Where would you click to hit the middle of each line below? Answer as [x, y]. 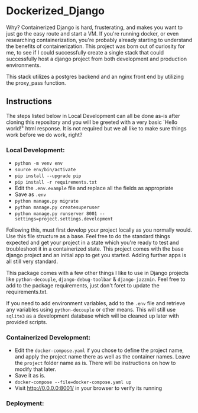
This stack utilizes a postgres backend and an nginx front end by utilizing [95, 76]
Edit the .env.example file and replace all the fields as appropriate [94, 188]
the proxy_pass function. [36, 83]
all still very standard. [32, 261]
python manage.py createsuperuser [57, 208]
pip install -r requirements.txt [56, 183]
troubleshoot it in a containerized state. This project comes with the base [95, 249]
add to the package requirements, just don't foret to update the [83, 286]
